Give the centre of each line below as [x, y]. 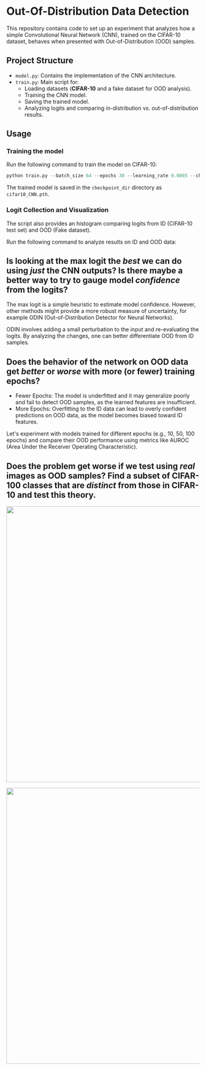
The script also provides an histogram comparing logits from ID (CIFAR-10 [100, 223]
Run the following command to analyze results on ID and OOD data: [91, 242]
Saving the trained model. [57, 101]
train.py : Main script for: [47, 82]
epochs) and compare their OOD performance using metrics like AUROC [98, 441]
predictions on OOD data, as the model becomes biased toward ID [99, 415]
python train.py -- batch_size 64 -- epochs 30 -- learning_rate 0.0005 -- [101, 176]
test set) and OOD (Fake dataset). [49, 230]
